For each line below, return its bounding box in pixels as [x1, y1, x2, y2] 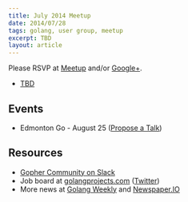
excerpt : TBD [8, 34, 52, 42]
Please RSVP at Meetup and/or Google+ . [8, 63, 142, 73]
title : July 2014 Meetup [8, 11, 91, 20]
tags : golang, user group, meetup [8, 26, 124, 34]
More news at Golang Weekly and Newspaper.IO [19, 184, 180, 194]
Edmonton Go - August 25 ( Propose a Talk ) [19, 123, 162, 133]
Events [8, 101, 44, 116]
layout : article [8, 42, 62, 50]
